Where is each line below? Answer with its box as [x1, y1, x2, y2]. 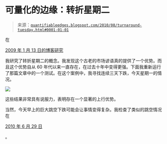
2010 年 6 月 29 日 [5, 123, 43, 129]
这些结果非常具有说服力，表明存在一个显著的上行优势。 [5, 96, 118, 102]
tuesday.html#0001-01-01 [17, 27, 69, 32]
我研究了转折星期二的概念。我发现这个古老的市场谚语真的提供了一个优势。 [5, 57, 158, 63]
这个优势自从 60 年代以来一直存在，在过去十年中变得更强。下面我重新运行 [9, 64, 162, 70]
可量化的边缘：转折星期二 [5, 4, 110, 16]
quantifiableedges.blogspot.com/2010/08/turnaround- [30, 23, 142, 28]
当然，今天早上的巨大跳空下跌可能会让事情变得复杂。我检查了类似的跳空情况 [5, 106, 162, 112]
